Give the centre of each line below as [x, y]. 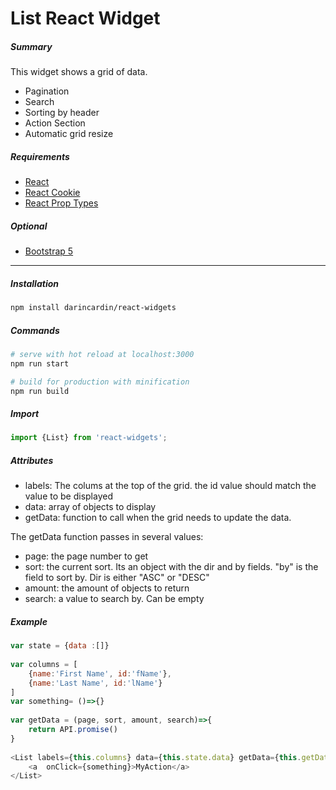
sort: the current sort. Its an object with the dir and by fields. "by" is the [171, 567]
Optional [29, 226]
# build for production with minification [100, 382]
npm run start [40, 363]
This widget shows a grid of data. [79, 72]
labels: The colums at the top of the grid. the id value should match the [170, 486]
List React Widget [85, 18]
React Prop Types [61, 203]
